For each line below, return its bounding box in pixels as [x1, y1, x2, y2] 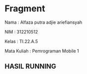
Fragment [4, 3, 45, 14]
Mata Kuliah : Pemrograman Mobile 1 [4, 48, 79, 54]
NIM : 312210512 [4, 29, 38, 35]
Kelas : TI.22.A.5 [4, 38, 38, 44]
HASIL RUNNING [4, 62, 56, 71]
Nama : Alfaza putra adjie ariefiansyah [4, 19, 83, 25]
